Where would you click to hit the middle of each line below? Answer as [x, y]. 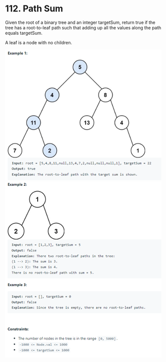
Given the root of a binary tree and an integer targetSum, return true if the [80, 22]
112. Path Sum [34, 9]
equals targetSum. [24, 33]
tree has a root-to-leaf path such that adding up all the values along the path [83, 27]
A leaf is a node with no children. [39, 42]
